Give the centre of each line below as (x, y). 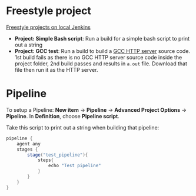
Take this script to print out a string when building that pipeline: (83, 127)
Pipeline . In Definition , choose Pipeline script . (63, 116)
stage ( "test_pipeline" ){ (58, 155)
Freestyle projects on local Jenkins (49, 27)
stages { (27, 149)
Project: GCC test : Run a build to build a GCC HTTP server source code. (102, 51)
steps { (46, 160)
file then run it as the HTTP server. (56, 69)
